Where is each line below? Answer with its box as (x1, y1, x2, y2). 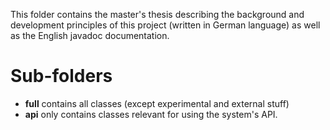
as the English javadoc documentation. (10, 30, 170, 41)
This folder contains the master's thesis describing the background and (10, 9, 305, 20)
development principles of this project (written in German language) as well (10, 19, 321, 31)
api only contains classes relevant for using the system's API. (24, 108, 278, 120)
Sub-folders (10, 65, 113, 88)
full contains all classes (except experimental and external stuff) (24, 97, 290, 109)
